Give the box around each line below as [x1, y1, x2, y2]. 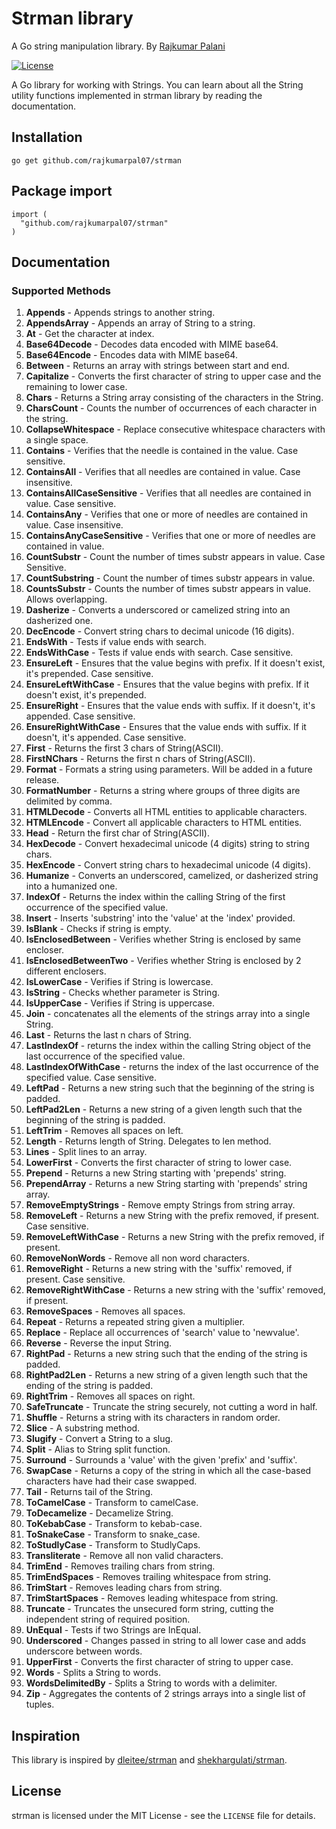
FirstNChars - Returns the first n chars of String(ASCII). [25, 753, 256, 765]
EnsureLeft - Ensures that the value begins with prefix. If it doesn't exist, [25, 657, 326, 669]
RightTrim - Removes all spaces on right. [25, 1390, 196, 1402]
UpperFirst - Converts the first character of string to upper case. [25, 1656, 294, 1668]
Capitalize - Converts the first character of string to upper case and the [25, 370, 322, 382]
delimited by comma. [25, 795, 113, 807]
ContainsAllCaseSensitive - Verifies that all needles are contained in [25, 487, 312, 499]
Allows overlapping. [25, 593, 108, 606]
